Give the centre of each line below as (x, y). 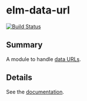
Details (19, 78)
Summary (24, 45)
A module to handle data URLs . (43, 59)
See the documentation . (35, 92)
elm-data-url (38, 10)
